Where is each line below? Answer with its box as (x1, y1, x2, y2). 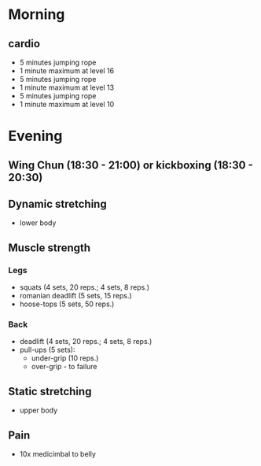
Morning (8, 6, 65, 24)
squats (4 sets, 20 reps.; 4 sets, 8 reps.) (19, 283, 150, 292)
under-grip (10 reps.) (31, 353, 99, 363)
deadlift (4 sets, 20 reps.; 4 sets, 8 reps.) (19, 337, 153, 346)
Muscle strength (8, 241, 91, 254)
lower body (19, 218, 57, 227)
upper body (19, 405, 58, 415)
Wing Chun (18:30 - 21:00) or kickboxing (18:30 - (8, 158, 254, 172)
